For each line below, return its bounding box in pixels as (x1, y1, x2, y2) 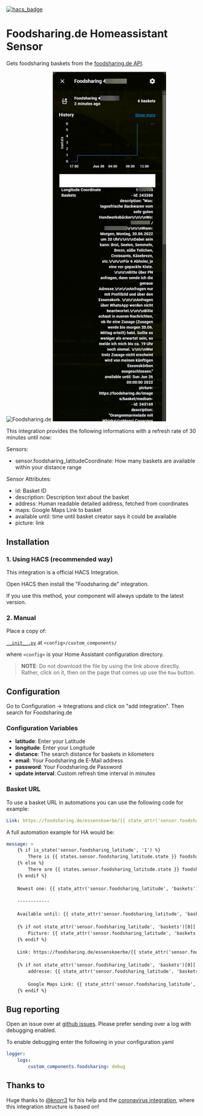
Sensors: (6, 446, 28, 453)
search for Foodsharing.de (6, 709, 72, 716)
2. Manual (6, 614, 36, 622)
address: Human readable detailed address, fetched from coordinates (14, 500, 189, 507)
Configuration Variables (6, 724, 79, 732)
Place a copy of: (6, 628, 47, 635)
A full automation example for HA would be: (6, 828, 115, 835)
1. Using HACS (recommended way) (6, 555, 113, 563)
